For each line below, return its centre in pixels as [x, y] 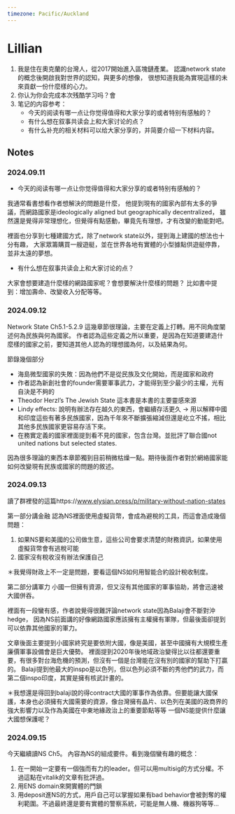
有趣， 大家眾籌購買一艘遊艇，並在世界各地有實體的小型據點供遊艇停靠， [118, 244]
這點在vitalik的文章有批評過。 [66, 778]
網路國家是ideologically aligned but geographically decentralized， [122, 212]
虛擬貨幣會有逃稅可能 [48, 548]
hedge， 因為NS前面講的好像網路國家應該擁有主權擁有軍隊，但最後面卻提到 [116, 619]
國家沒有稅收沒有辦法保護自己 [60, 557]
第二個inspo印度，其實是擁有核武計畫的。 [67, 677]
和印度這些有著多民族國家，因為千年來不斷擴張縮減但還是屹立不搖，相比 [121, 418]
